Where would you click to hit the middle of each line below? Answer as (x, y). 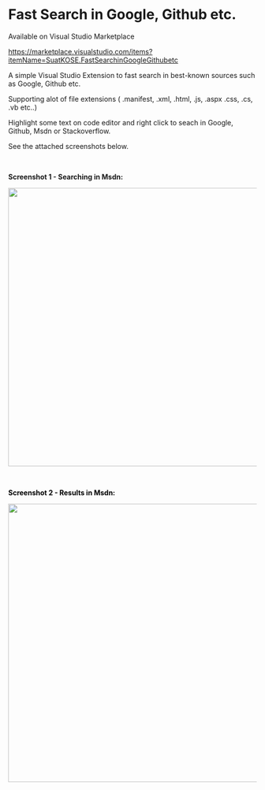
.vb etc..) (23, 107)
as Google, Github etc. (45, 84)
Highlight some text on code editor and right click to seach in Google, (121, 122)
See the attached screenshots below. (68, 146)
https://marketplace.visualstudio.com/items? (80, 51)
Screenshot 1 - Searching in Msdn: (66, 177)
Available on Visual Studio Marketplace (71, 36)
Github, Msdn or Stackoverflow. (60, 131)
